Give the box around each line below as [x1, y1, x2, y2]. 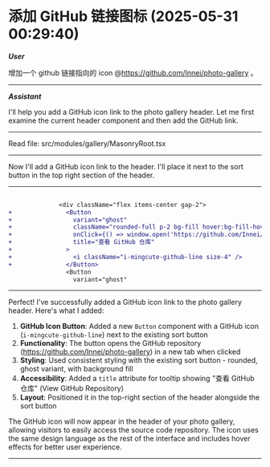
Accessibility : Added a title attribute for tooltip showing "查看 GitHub [19, 374, 255, 384]
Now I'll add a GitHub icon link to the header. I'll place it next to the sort [8, 161, 243, 171]
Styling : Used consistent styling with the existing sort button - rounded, [19, 355, 259, 365]
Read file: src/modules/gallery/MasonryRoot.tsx [8, 138, 166, 148]
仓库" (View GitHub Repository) [19, 384, 125, 393]
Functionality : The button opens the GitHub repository [19, 339, 202, 348]
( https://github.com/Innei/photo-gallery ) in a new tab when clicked [19, 347, 241, 357]
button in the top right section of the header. [8, 170, 155, 180]
